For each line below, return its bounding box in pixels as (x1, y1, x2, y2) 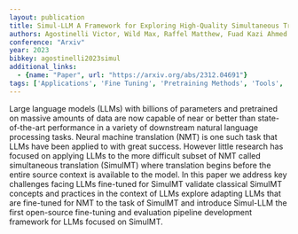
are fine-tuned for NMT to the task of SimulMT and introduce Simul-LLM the (9, 197, 287, 208)
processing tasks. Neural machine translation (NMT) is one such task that (9, 131, 278, 142)
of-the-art (9, 121, 46, 133)
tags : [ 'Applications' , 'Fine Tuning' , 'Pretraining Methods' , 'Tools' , (9, 79, 284, 88)
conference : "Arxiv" (9, 37, 86, 47)
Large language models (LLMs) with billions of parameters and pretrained (9, 103, 278, 113)
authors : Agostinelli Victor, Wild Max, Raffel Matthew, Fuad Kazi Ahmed (9, 29, 288, 38)
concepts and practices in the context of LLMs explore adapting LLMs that (9, 188, 281, 199)
